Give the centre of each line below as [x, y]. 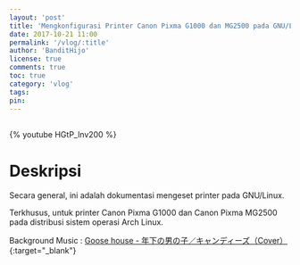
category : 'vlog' [42, 84]
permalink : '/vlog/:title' [59, 42]
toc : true [28, 76]
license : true [36, 59]
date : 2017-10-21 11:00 [54, 34]
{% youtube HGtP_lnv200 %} [63, 135]
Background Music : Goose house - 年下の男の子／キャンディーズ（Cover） [149, 241]
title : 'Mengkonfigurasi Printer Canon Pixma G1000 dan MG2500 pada [139, 26]
